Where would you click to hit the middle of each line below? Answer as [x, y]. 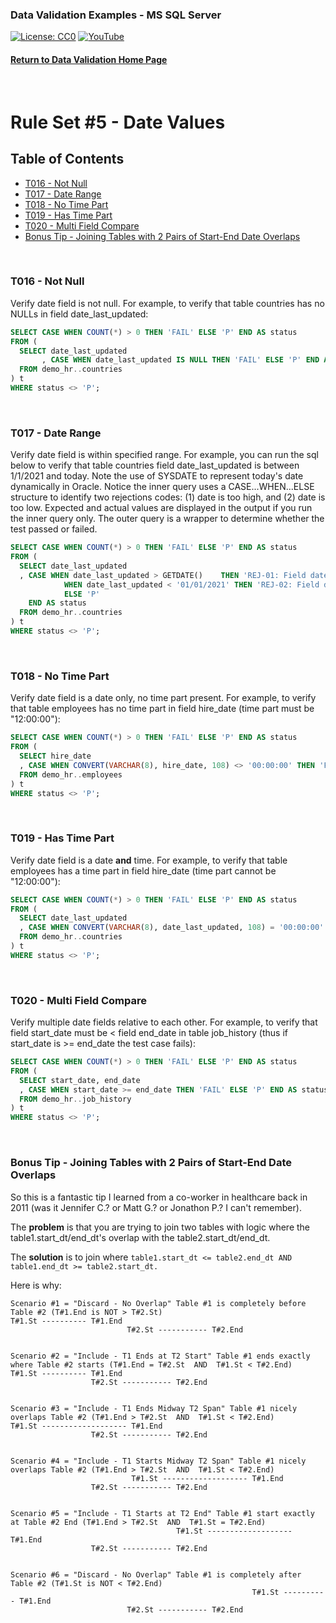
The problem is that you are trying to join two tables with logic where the [160, 1227]
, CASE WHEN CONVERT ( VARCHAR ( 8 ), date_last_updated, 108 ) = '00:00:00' [172, 928]
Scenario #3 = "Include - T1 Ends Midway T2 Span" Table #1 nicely [154, 1408]
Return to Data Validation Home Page [89, 59]
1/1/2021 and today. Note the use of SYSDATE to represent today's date [157, 476]
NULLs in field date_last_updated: [79, 314]
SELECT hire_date [55, 756]
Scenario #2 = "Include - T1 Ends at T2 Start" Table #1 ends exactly [160, 1356]
